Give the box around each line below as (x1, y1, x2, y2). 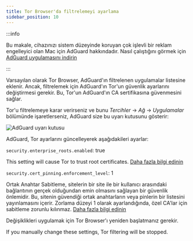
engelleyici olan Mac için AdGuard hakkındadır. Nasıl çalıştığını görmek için (6, 47, 186, 54)
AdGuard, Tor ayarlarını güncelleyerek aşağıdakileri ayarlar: (6, 135, 149, 142)
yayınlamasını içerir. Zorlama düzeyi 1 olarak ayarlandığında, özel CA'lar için (6, 199, 188, 206)
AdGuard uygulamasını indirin (6, 54, 77, 61)
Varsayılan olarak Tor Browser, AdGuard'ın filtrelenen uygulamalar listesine (6, 77, 186, 84)
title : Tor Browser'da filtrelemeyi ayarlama (6, 8, 119, 15)
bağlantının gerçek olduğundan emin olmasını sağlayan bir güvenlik (6, 187, 168, 194)
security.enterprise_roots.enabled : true (6, 147, 105, 154)
